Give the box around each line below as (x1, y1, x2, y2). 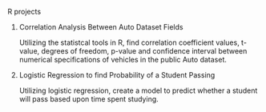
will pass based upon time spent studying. (18, 94, 159, 103)
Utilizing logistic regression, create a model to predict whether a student (18, 86, 258, 95)
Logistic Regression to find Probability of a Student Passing (18, 70, 216, 79)
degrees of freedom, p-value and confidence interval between (41, 46, 248, 55)
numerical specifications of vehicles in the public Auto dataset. (18, 55, 228, 64)
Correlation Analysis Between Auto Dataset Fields (18, 22, 183, 31)
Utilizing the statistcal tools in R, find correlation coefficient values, (18, 38, 240, 47)
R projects (7, 7, 42, 16)
